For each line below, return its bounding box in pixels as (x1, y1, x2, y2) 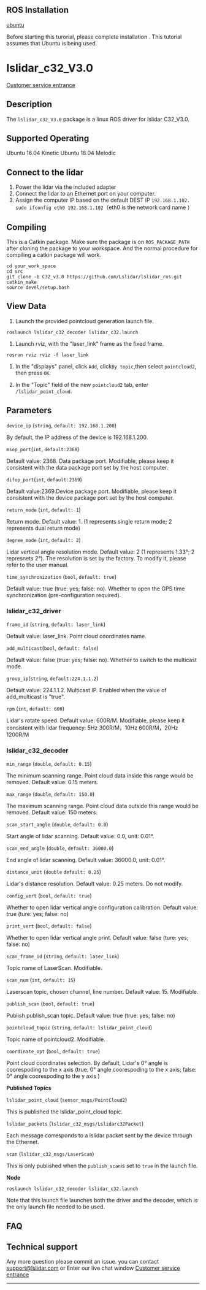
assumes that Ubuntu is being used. (6, 39, 97, 47)
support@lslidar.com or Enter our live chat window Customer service (6, 1264, 180, 1272)
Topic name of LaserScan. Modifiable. (6, 964, 102, 972)
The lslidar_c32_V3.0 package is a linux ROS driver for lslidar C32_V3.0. (6, 115, 190, 123)
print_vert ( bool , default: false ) (6, 922, 92, 929)
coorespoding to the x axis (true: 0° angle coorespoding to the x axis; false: (6, 1066, 197, 1074)
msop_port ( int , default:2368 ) (6, 445, 80, 452)
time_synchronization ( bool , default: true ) (6, 573, 117, 580)
